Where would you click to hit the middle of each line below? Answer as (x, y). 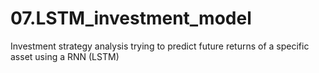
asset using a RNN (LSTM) (65, 56)
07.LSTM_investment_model (131, 18)
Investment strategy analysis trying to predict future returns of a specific (160, 46)
